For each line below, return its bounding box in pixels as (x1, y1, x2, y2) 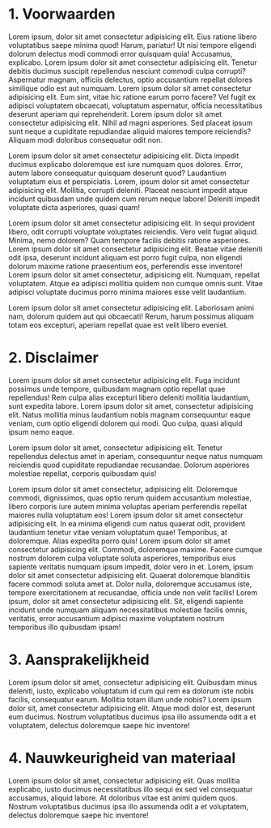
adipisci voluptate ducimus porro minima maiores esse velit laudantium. (8, 287, 247, 297)
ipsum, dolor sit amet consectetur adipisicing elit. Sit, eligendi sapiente (8, 596, 244, 606)
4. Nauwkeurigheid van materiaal (8, 749, 236, 767)
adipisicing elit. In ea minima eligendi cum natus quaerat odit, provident (8, 518, 246, 528)
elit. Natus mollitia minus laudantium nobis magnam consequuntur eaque (8, 410, 251, 419)
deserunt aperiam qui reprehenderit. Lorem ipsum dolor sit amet (8, 109, 222, 118)
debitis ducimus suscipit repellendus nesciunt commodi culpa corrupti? (8, 66, 247, 75)
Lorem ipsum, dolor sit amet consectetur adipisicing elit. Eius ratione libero (8, 32, 257, 41)
